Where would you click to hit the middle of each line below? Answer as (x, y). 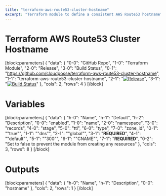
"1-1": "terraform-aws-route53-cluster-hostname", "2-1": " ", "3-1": (83, 79)
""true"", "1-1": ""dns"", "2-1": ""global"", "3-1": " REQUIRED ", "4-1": (73, 134)
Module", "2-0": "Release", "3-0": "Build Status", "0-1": (61, 68)
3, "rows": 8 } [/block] (27, 149)
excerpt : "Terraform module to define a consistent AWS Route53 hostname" (84, 14)
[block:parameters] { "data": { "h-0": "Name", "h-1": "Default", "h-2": (75, 118)
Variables (25, 104)
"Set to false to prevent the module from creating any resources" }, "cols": (81, 144)
